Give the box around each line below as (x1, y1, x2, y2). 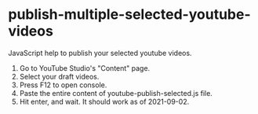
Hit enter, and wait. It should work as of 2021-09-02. (19, 97, 190, 106)
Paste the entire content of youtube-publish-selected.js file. (19, 88, 213, 97)
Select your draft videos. (19, 72, 100, 81)
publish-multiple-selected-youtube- (8, 6, 251, 24)
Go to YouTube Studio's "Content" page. (19, 63, 151, 72)
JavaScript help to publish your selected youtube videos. (8, 48, 192, 57)
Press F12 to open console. (19, 80, 107, 90)
